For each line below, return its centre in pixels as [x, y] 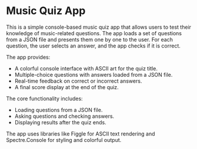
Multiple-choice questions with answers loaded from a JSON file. [94, 74]
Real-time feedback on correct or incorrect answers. [78, 81]
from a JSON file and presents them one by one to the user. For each [90, 39]
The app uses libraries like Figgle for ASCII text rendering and [81, 134]
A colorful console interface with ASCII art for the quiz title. [86, 68]
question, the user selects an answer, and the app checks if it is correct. [94, 46]
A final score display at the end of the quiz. [66, 87]
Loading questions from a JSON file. [59, 110]
